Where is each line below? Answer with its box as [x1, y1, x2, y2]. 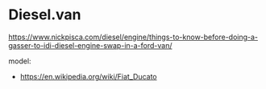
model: [8, 56, 31, 66]
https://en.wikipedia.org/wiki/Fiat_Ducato [19, 71, 157, 81]
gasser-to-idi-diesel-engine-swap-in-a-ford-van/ [8, 40, 172, 50]
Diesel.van [8, 6, 81, 24]
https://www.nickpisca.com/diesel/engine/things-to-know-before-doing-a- [8, 32, 259, 42]
